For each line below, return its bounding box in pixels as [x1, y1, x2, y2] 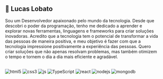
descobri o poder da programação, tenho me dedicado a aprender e [5, 23, 143, 29]
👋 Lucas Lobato [5, 5, 53, 13]
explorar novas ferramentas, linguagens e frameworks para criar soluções [5, 28, 154, 34]
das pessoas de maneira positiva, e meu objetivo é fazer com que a [5, 38, 141, 44]
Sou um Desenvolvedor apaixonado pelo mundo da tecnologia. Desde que [5, 17, 155, 23]
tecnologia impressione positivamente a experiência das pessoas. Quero [5, 43, 151, 49]
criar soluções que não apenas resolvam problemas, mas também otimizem [5, 48, 157, 54]
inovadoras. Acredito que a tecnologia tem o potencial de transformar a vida [5, 33, 159, 39]
